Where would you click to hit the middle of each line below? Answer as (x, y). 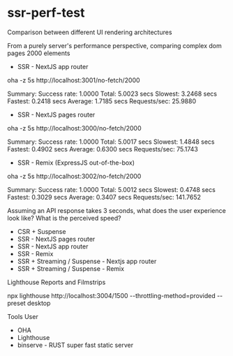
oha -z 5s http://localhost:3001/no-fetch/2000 (74, 80)
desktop (39, 303)
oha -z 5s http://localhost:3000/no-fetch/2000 (74, 128)
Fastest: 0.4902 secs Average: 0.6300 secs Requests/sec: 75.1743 (103, 149)
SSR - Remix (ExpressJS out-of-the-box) (76, 163)
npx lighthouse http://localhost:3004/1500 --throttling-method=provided (111, 295)
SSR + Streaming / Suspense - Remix (70, 268)
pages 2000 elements (39, 53)
